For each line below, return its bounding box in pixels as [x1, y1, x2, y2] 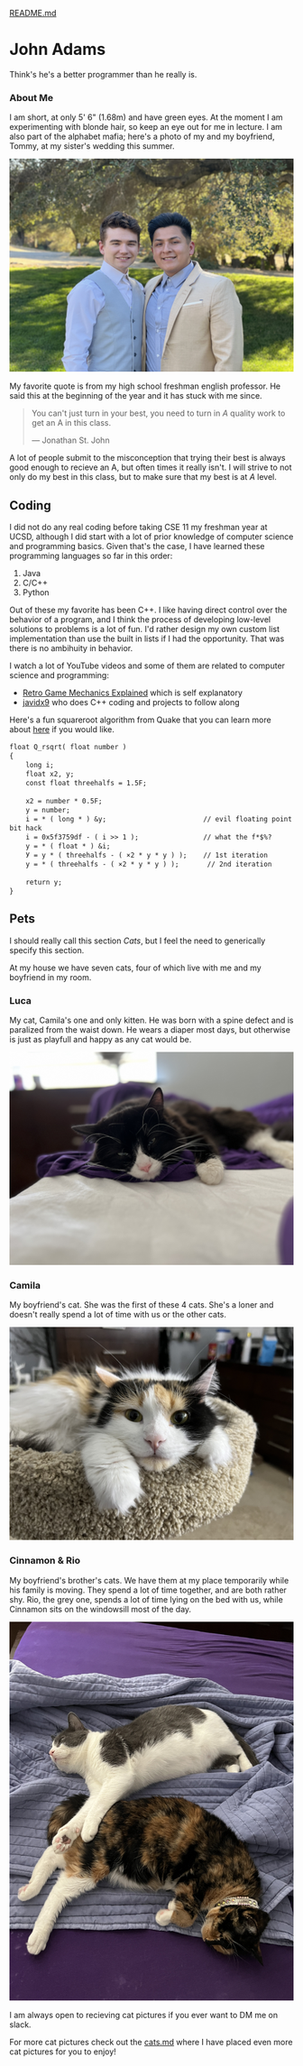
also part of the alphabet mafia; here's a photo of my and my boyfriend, [9, 131, 275, 142]
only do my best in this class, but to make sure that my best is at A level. [9, 472, 277, 482]
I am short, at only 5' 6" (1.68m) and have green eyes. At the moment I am [9, 112, 283, 123]
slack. [9, 2019, 32, 2030]
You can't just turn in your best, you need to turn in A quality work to [31, 408, 286, 418]
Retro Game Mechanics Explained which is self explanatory [22, 687, 243, 698]
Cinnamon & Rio [9, 1555, 81, 1567]
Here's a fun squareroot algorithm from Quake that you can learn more [9, 714, 272, 725]
